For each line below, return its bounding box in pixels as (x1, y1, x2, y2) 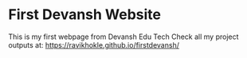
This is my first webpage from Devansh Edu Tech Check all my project (8, 32, 239, 41)
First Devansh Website (8, 6, 162, 24)
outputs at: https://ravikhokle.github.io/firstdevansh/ (8, 40, 179, 49)
